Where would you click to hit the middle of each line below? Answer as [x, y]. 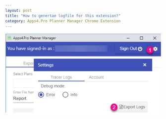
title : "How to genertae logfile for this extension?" [63, 16]
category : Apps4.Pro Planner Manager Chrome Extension [63, 21]
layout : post [19, 10]
